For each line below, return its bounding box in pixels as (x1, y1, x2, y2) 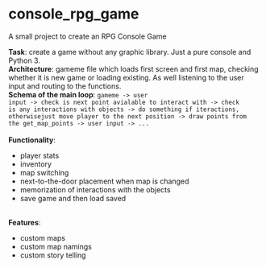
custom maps (19, 233, 66, 242)
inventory (19, 159, 52, 169)
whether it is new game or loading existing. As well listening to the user (8, 72, 244, 82)
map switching (19, 167, 69, 177)
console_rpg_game (8, 5, 139, 23)
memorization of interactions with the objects (19, 184, 171, 194)
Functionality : (8, 134, 56, 145)
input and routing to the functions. (8, 81, 122, 91)
